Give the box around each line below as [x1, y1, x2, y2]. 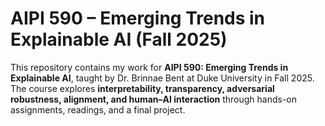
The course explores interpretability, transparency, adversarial [10, 82, 275, 94]
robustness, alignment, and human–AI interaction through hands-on [10, 93, 298, 105]
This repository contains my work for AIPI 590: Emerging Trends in [10, 61, 289, 73]
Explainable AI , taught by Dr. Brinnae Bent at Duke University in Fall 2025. [10, 72, 315, 84]
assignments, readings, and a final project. [10, 103, 186, 116]
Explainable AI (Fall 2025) [10, 28, 228, 51]
